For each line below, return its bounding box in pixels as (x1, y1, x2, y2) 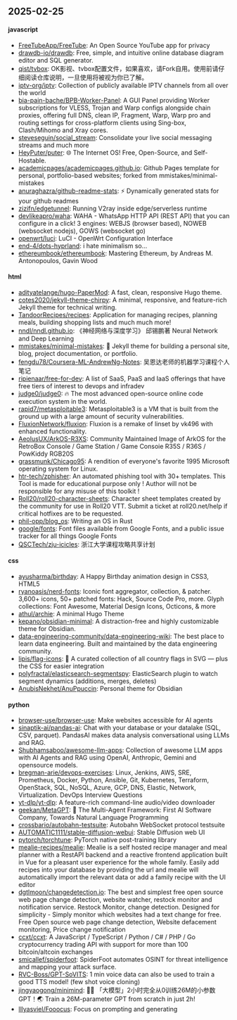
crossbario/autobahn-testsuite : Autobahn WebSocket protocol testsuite (18, 821, 226, 829)
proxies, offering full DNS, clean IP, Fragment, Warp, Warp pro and (18, 110, 211, 119)
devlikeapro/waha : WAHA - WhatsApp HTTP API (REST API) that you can (18, 211, 230, 220)
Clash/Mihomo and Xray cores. (18, 126, 108, 134)
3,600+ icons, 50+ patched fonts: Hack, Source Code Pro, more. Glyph (18, 594, 224, 603)
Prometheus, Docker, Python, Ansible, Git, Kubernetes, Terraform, (18, 776, 210, 784)
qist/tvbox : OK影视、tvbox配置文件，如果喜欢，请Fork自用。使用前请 (18, 64, 219, 72)
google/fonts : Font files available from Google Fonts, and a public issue (18, 524, 224, 533)
